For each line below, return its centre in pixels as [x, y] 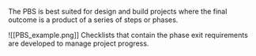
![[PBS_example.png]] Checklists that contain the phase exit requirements [128, 35]
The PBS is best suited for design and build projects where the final [118, 11]
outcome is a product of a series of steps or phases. [93, 20]
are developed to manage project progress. [79, 43]
